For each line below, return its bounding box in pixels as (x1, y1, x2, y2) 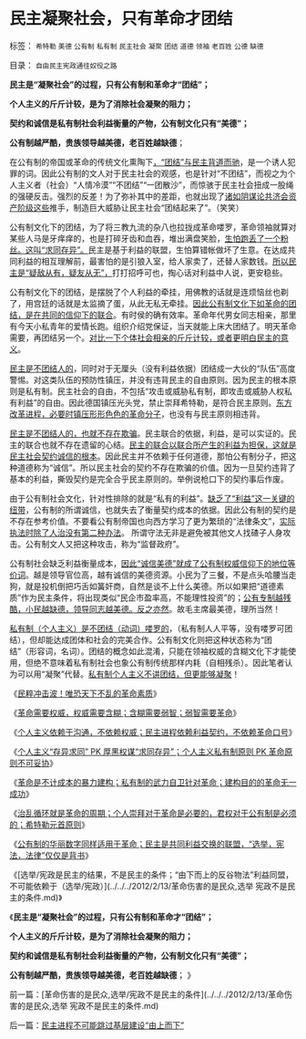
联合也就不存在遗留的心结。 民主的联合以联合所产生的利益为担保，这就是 (25, 439, 297, 450)
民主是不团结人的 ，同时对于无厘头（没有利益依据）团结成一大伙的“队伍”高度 (9, 362, 296, 374)
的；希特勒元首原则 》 (9, 818, 89, 830)
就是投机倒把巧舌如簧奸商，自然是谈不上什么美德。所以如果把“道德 (25, 580, 277, 591)
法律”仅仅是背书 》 (25, 849, 94, 860)
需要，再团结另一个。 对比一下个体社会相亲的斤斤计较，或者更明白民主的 (9, 332, 280, 343)
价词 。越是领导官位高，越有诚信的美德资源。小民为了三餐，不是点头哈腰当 (9, 569, 289, 580)
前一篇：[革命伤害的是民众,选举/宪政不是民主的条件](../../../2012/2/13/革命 (9, 989, 285, 1000)
